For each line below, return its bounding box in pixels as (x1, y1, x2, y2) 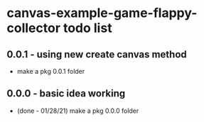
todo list (63, 20, 112, 36)
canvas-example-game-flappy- (6, 5, 198, 21)
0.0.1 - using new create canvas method (6, 48, 188, 60)
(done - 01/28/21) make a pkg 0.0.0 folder (16, 106, 139, 115)
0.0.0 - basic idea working (6, 87, 126, 100)
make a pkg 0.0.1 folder (16, 67, 85, 75)
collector (6, 20, 61, 36)
